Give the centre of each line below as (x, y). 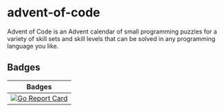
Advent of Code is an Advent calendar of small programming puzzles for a (112, 31)
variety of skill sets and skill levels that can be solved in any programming (111, 38)
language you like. (33, 46)
